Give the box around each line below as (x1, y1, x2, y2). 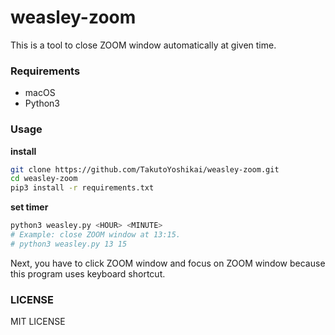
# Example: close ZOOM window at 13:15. (10, 230, 182, 240)
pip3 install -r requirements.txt (10, 183, 155, 193)
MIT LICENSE (10, 316, 66, 328)
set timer (10, 201, 49, 213)
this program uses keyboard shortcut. (10, 267, 166, 280)
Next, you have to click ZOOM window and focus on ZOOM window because (10, 257, 326, 269)
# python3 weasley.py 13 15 (10, 239, 128, 249)
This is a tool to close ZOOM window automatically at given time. (10, 39, 277, 51)
